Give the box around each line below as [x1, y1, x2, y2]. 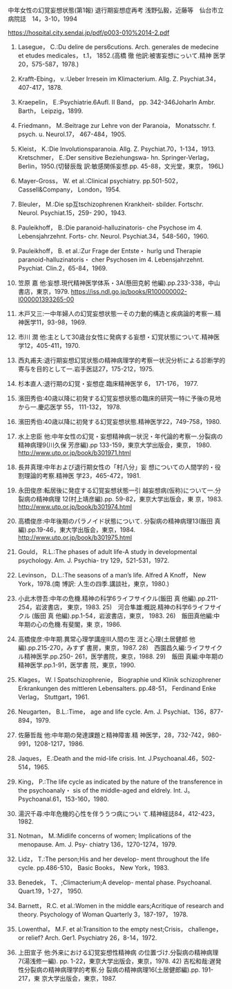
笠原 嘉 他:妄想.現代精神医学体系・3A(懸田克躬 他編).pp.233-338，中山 [17, 279, 220, 287]
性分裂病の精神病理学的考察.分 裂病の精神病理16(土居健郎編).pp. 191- [17, 965, 214, 974]
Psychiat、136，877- [163, 708, 224, 716]
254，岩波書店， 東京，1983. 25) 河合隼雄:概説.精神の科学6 [17, 603, 192, 611]
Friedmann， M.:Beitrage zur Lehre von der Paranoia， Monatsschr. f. [17, 122, 216, 129]
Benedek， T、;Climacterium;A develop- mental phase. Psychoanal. [17, 878, 212, 887]
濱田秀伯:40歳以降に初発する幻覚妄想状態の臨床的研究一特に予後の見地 [17, 394, 222, 403]
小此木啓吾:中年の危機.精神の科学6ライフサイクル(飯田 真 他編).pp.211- [17, 594, 219, 602]
